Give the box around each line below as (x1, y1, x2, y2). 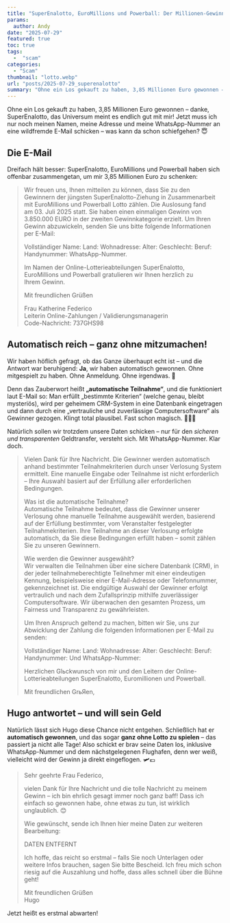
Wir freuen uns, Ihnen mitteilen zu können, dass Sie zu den (23, 186, 190, 194)
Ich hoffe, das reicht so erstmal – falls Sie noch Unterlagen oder (23, 853, 204, 861)
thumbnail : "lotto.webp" (7, 73, 78, 81)
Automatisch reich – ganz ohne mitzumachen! (7, 339, 207, 350)
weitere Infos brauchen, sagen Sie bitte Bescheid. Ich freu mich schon (23, 861, 222, 869)
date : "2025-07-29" (7, 29, 63, 36)
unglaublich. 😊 (23, 806, 67, 814)
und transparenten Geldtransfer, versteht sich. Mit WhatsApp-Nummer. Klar (7, 434, 220, 443)
